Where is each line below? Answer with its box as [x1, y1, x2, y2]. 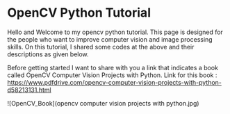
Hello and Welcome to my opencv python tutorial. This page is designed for [7, 28, 224, 36]
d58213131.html [7, 85, 52, 94]
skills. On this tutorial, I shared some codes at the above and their [7, 42, 195, 51]
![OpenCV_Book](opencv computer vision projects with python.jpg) [7, 99, 199, 107]
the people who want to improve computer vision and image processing [7, 35, 213, 43]
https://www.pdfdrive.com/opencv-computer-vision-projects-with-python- [7, 78, 222, 86]
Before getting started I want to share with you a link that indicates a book [7, 63, 219, 72]
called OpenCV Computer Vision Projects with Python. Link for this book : [7, 71, 217, 79]
